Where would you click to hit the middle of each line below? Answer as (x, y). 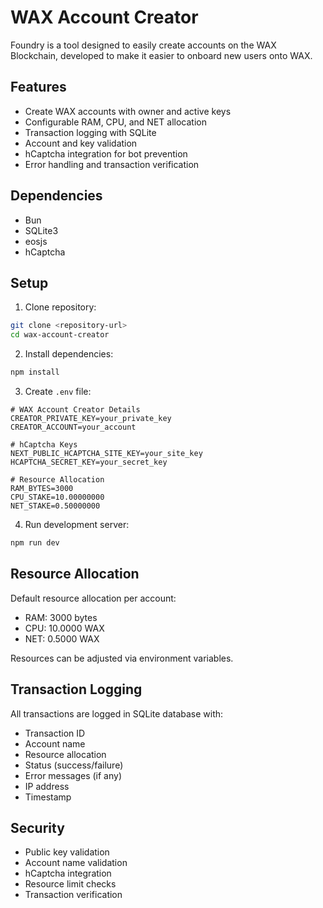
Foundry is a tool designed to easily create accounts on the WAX (143, 45)
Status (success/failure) (74, 765)
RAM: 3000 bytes (61, 617)
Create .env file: (58, 391)
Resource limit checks (70, 884)
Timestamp (48, 797)
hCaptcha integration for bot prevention (106, 153)
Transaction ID (55, 733)
